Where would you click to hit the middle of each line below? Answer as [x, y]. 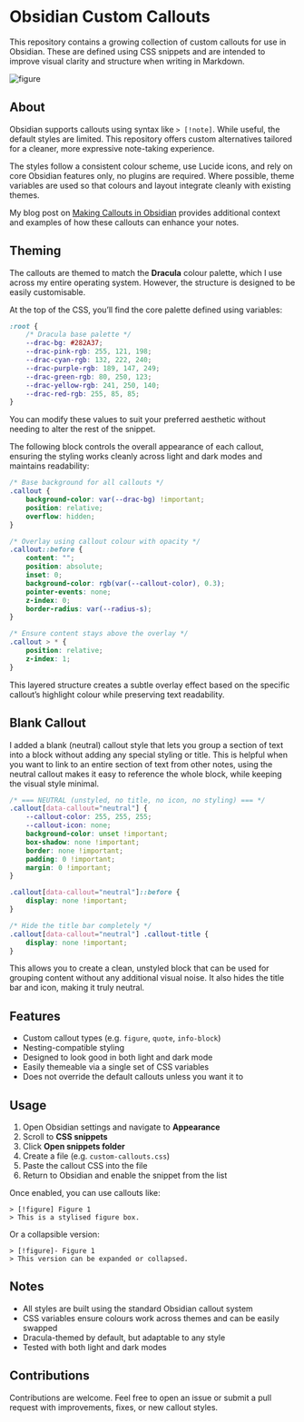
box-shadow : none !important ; [83, 842]
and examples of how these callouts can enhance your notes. [124, 222]
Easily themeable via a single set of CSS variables [116, 1067]
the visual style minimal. [54, 784]
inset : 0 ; [44, 575]
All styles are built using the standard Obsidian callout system [138, 1308]
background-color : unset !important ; [97, 834]
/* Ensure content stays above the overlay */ [99, 634]
